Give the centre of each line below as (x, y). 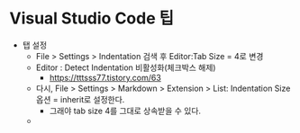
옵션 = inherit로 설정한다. (80, 99)
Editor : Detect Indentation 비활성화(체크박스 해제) (126, 67)
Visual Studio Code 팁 (91, 18)
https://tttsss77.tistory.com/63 (105, 77)
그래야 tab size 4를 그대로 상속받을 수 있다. (125, 111)
